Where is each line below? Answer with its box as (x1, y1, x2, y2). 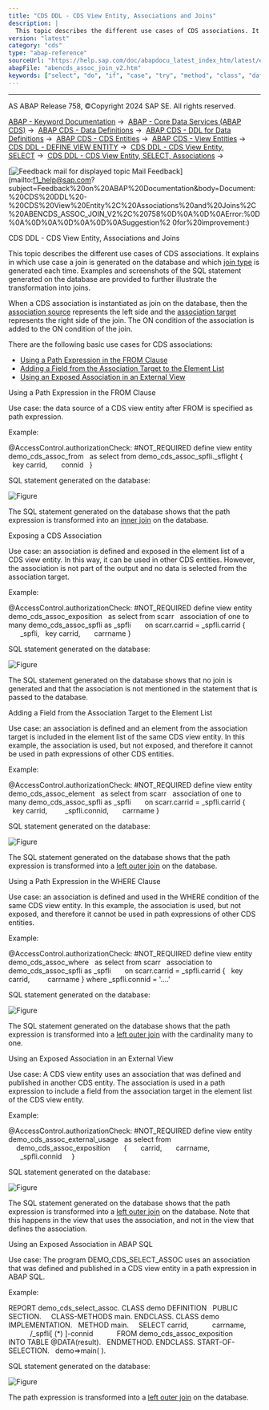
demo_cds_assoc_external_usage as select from (8, 1134, 172, 1144)
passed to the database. (8, 692, 88, 702)
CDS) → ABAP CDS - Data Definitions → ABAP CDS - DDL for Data (8, 125, 231, 135)
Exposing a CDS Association (8, 531, 102, 540)
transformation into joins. (8, 283, 91, 292)
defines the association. (8, 1224, 87, 1233)
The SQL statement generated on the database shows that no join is (8, 675, 233, 685)
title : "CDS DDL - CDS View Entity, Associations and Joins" (8, 11, 217, 20)
